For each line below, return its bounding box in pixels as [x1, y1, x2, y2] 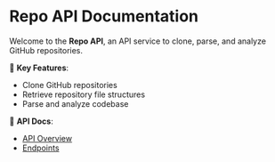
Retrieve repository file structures [21, 89, 145, 100]
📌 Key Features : [9, 62, 69, 73]
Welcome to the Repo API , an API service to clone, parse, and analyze [9, 36, 267, 46]
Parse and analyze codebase [21, 98, 129, 109]
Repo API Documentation [9, 6, 198, 27]
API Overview [21, 133, 73, 143]
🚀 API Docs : [9, 116, 53, 126]
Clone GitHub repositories [21, 79, 117, 90]
